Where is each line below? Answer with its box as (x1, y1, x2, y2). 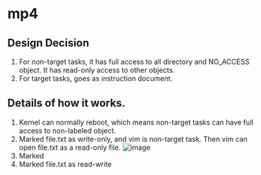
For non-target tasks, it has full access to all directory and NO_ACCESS (18, 57, 250, 66)
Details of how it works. (7, 96, 126, 110)
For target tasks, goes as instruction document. (18, 74, 173, 83)
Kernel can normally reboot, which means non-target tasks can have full (18, 117, 254, 127)
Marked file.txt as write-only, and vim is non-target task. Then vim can (18, 134, 248, 143)
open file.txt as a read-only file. (18, 143, 121, 152)
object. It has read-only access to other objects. (18, 65, 175, 75)
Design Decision (7, 36, 90, 50)
